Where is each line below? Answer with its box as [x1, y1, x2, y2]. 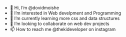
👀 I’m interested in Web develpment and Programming [9, 10, 121, 16]
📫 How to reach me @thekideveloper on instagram [9, 26, 116, 32]
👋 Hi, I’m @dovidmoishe [9, 5, 59, 10]
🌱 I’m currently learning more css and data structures [9, 15, 120, 21]
